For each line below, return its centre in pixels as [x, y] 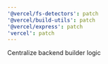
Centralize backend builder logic [54, 53]
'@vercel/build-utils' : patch [52, 20]
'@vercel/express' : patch [45, 26]
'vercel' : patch [31, 33]
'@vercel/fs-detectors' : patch [53, 14]
